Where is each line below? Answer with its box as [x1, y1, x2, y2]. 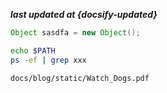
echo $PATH [10, 45, 56, 56]
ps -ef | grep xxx [10, 55, 87, 65]
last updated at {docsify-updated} [10, 9, 158, 20]
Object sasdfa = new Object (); [10, 28, 141, 38]
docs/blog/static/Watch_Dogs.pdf [10, 73, 150, 83]
